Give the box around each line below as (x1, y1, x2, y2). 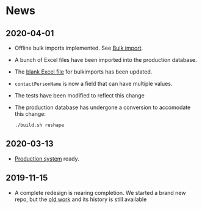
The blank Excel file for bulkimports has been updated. (14, 68, 153, 75)
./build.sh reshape (14, 122, 65, 128)
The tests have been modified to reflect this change (14, 92, 145, 99)
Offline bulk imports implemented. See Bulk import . (14, 44, 143, 51)
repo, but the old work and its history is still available (14, 196, 147, 203)
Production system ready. (14, 154, 80, 162)
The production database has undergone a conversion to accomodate (14, 104, 191, 111)
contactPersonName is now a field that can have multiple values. (14, 80, 173, 87)
